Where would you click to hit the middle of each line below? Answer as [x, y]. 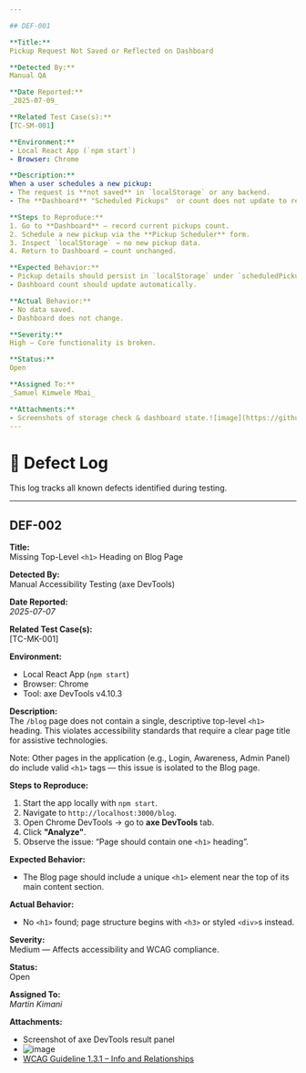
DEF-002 [36, 525]
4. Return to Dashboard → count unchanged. [93, 252]
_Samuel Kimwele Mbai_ [52, 393]
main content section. [63, 887]
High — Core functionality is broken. [83, 343]
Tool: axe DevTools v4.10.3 [72, 694]
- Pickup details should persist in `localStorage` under [122, 276]
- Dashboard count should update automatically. [103, 284]
